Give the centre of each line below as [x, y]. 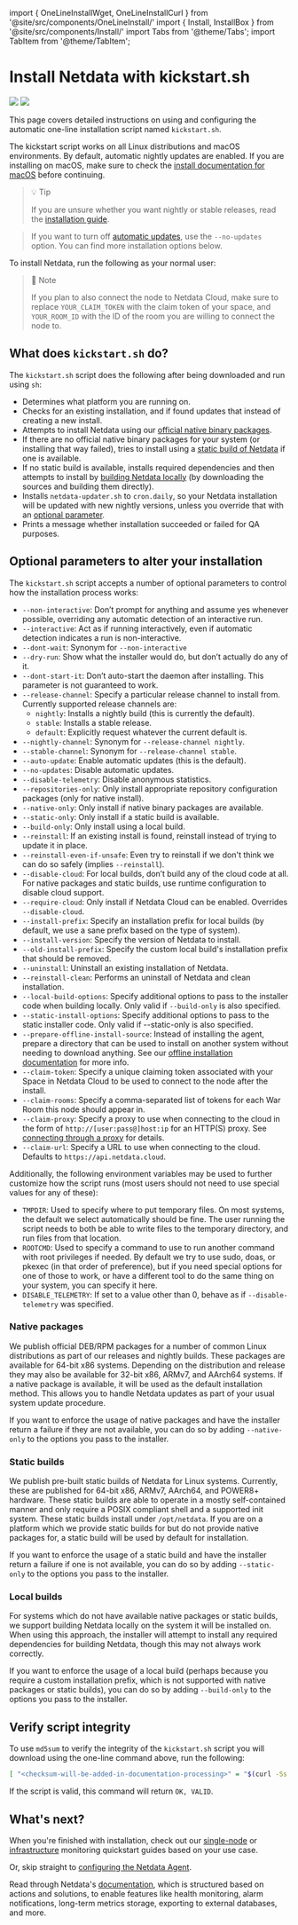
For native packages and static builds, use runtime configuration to [144, 883]
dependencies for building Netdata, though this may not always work [135, 1645]
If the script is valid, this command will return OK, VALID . [111, 1791]
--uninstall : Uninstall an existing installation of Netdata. [125, 967]
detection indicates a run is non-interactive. [102, 637]
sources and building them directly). [88, 486]
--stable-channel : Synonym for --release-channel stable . [129, 751]
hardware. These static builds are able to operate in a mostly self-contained [148, 1500]
